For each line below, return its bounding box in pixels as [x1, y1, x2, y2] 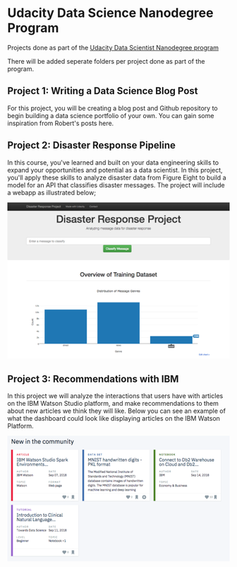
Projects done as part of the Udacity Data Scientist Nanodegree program [7, 43, 219, 52]
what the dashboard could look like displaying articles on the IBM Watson [7, 414, 221, 423]
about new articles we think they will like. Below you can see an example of [7, 407, 226, 415]
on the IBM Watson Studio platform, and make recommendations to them [7, 399, 219, 408]
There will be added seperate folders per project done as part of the [7, 57, 206, 65]
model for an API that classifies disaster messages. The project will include [7, 180, 225, 189]
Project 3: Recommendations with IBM [7, 373, 179, 385]
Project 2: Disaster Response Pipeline [7, 139, 176, 151]
